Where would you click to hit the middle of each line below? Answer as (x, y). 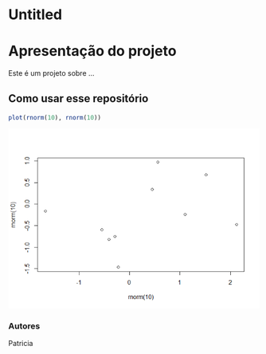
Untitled (35, 15)
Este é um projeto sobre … (51, 73)
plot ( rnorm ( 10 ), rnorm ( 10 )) (55, 117)
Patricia (21, 344)
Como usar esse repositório (78, 98)
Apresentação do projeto (92, 51)
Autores (24, 326)
